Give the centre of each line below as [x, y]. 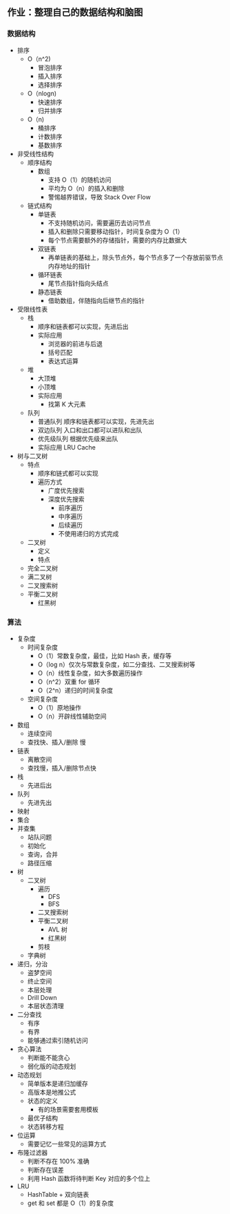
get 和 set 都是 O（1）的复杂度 [71, 1203]
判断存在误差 [45, 1170]
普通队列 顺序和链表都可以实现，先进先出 [96, 421]
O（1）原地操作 [59, 707]
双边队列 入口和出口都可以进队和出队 [90, 430]
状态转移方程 [45, 1126]
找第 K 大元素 [67, 404]
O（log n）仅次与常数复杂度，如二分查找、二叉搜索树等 [116, 664]
